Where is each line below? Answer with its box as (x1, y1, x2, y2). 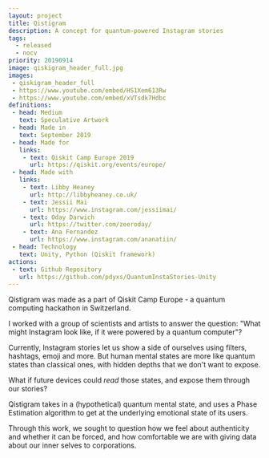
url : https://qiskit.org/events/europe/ (29, 161, 167, 169)
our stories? (8, 384, 48, 394)
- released (15, 42, 52, 50)
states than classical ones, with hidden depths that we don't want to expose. (8, 360, 261, 370)
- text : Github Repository (11, 265, 102, 274)
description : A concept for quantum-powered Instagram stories (8, 26, 224, 34)
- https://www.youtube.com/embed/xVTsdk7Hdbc (11, 94, 167, 102)
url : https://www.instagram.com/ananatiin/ (29, 236, 178, 244)
